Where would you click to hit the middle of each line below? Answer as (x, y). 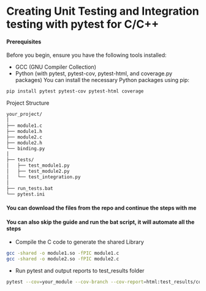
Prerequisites (24, 42)
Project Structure (28, 103)
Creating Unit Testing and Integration (103, 11)
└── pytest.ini (26, 194)
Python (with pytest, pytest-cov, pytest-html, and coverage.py (94, 74)
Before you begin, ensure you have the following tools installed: (86, 55)
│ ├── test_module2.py (38, 172)
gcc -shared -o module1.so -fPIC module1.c (63, 253)
